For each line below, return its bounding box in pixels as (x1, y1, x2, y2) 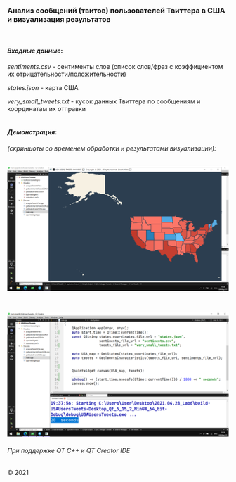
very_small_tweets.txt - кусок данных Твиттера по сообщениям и (7, 97, 201, 106)
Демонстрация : (7, 128, 58, 137)
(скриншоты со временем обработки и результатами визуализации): (7, 144, 216, 153)
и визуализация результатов (7, 14, 111, 24)
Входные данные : (7, 46, 63, 55)
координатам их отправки (7, 104, 86, 113)
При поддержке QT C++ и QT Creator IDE (7, 446, 131, 455)
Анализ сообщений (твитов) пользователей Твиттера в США (7, 6, 226, 15)
